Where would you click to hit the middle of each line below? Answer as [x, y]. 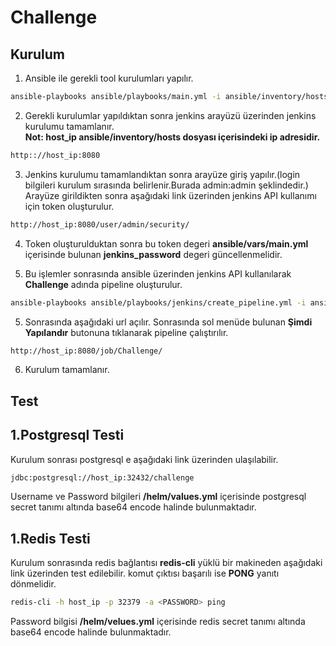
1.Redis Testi [50, 538]
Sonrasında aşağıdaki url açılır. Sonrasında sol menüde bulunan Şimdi [168, 322]
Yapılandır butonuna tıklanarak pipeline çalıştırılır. [126, 332]
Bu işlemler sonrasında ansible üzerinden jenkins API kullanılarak [158, 273]
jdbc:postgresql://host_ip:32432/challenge [102, 477]
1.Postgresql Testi [67, 435]
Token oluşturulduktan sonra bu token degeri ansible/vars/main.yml [166, 243]
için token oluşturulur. [69, 206]
